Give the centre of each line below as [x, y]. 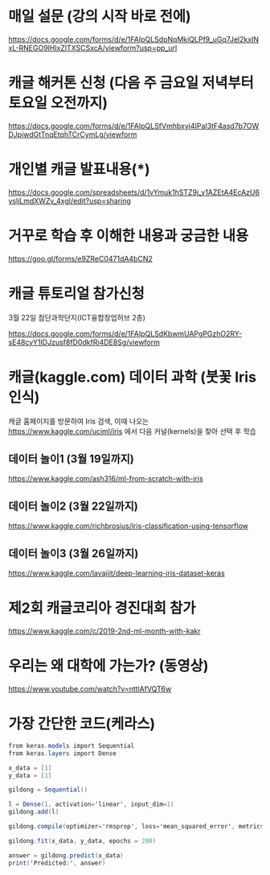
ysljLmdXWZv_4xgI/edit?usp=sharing [70, 200]
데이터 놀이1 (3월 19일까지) [71, 459]
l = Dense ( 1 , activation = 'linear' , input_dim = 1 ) [91, 805]
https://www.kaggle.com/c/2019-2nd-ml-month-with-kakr [104, 631]
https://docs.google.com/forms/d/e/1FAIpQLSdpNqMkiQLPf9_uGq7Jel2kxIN [134, 39]
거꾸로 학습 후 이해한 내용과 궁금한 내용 [129, 236]
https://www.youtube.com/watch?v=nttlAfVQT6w [90, 688]
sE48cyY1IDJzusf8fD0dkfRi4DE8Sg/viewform [84, 342]
